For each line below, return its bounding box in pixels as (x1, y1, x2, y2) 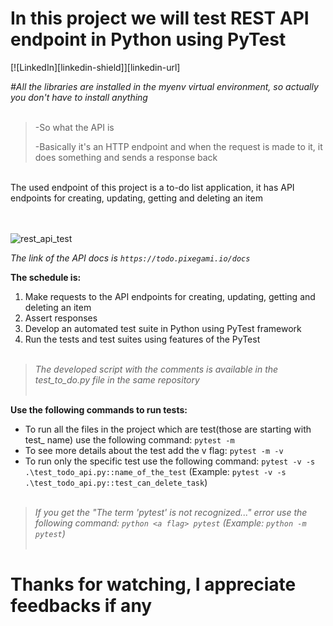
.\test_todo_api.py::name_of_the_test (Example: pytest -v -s (24, 465, 287, 477)
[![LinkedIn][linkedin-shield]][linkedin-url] (10, 61, 181, 73)
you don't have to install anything (10, 91, 148, 103)
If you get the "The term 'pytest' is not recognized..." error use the (34, 506, 308, 518)
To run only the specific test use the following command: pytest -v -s (24, 455, 316, 467)
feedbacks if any (10, 595, 153, 617)
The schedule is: (10, 271, 82, 283)
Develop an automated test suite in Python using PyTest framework (24, 322, 302, 334)
